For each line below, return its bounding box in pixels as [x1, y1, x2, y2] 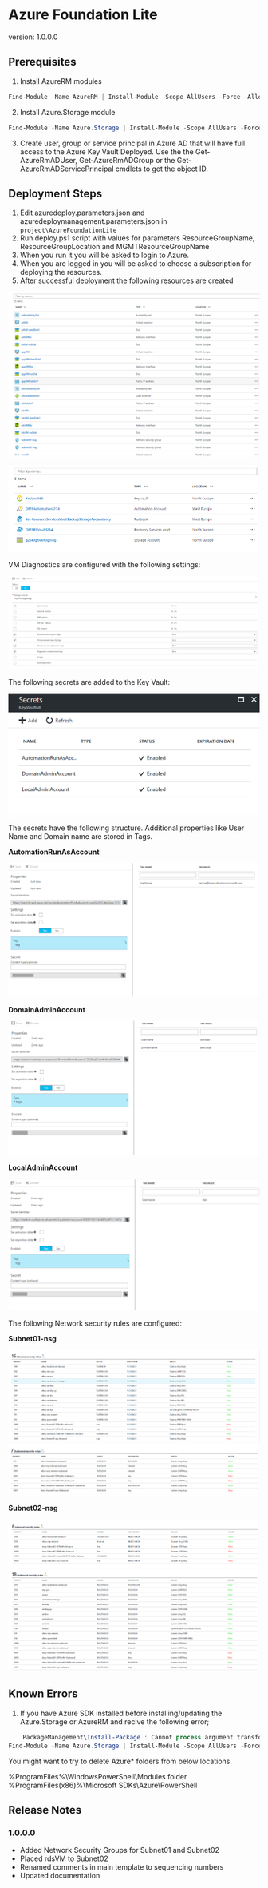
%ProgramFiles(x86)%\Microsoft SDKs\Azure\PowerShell [8, 1780, 198, 1790]
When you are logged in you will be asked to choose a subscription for [19, 259, 252, 268]
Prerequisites [8, 55, 77, 69]
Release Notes [8, 1803, 82, 1817]
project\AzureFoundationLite [19, 226, 117, 235]
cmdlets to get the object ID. [115, 164, 209, 173]
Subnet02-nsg [8, 1503, 58, 1512]
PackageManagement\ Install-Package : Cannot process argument [22, 1733, 234, 1741]
